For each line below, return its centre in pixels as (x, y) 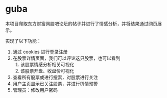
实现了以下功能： (23, 41)
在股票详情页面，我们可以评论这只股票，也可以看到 (66, 58)
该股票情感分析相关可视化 (47, 64)
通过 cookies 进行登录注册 (40, 52)
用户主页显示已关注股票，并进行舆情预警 (55, 83)
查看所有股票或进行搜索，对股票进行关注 (55, 77)
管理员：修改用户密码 (35, 90)
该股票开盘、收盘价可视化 (47, 71)
